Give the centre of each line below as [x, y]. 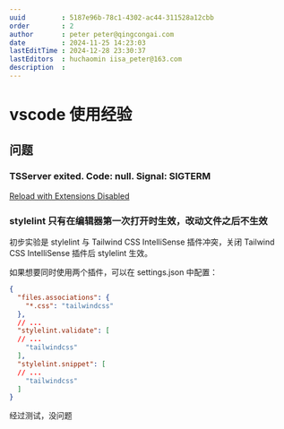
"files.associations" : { [64, 297]
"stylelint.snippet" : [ [61, 364]
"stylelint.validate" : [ [64, 331]
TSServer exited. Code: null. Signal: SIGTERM [110, 176]
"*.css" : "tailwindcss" [70, 305]
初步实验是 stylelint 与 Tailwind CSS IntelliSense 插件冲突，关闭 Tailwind [142, 242]
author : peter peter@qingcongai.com [92, 34]
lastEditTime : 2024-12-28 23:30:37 [77, 51]
